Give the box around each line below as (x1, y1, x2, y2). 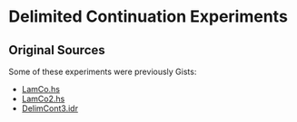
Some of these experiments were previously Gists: (8, 66, 197, 77)
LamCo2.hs (21, 93, 65, 104)
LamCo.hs (21, 84, 61, 94)
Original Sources (8, 42, 105, 58)
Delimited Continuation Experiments (8, 6, 288, 27)
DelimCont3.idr (21, 103, 79, 114)
